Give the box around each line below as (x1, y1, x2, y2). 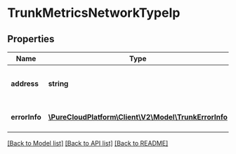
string (48, 79, 69, 89)
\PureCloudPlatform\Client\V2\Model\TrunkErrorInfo (48, 113, 228, 122)
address (11, 79, 39, 89)
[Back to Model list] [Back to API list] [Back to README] (7, 139, 169, 147)
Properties (7, 33, 55, 45)
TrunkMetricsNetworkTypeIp (7, 5, 181, 21)
